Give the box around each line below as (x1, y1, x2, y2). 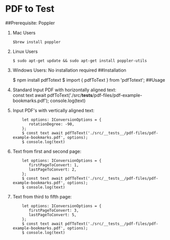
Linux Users (12, 48, 38, 54)
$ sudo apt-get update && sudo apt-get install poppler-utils (12, 58, 147, 63)
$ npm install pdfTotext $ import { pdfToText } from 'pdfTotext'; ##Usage (12, 77, 165, 83)
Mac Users (12, 29, 36, 36)
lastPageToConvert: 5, (28, 212, 77, 217)
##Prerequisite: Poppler (5, 20, 55, 26)
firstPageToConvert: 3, (28, 208, 79, 213)
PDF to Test (5, 3, 55, 15)
